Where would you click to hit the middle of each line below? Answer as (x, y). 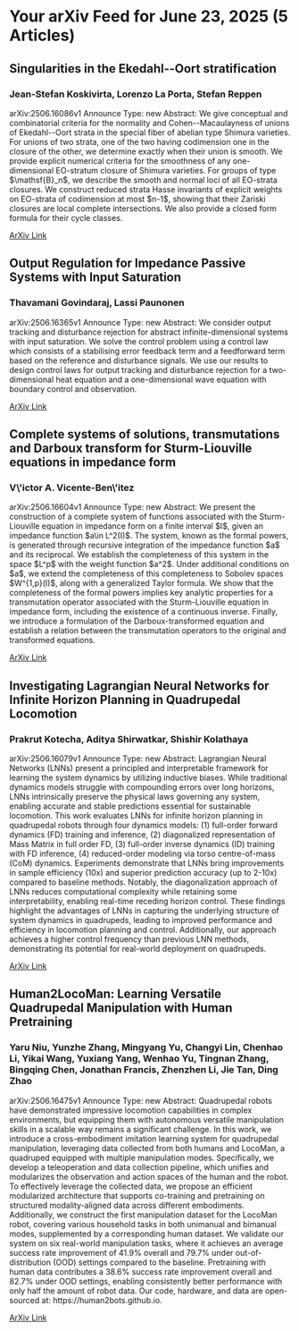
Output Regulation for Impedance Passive (128, 263)
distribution (30, 1262)
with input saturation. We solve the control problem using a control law (139, 341)
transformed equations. (52, 640)
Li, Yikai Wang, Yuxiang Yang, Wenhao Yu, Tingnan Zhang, (139, 1059)
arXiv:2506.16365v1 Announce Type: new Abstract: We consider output (140, 322)
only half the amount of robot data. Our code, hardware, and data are (136, 1291)
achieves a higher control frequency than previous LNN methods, (129, 939)
